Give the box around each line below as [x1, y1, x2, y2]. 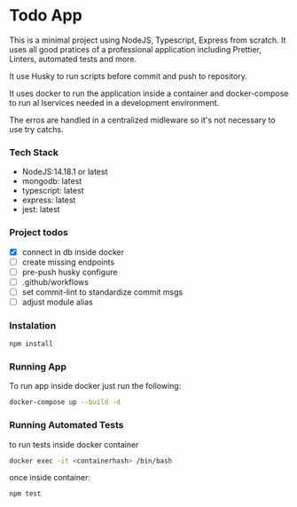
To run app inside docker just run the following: [9, 381, 182, 392]
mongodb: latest [21, 176, 82, 186]
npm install [9, 339, 53, 349]
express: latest [21, 194, 76, 205]
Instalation [9, 319, 57, 331]
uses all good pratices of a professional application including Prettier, [9, 44, 262, 54]
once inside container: [9, 472, 91, 483]
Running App [9, 360, 66, 373]
